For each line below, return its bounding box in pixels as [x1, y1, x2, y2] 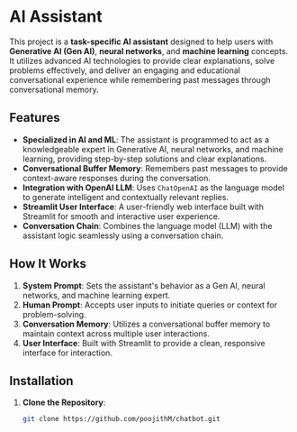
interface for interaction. [22, 347, 112, 358]
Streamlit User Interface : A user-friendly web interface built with [22, 201, 264, 212]
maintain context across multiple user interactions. [22, 327, 210, 339]
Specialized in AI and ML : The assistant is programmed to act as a [22, 133, 270, 145]
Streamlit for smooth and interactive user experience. [22, 210, 220, 222]
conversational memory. [9, 84, 99, 95]
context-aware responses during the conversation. [22, 172, 211, 183]
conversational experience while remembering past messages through [9, 74, 272, 85]
